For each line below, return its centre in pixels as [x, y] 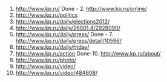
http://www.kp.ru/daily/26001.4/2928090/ [68, 28]
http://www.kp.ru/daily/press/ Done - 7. [64, 34]
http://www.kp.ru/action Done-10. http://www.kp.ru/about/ [88, 53]
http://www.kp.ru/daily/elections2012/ [63, 21]
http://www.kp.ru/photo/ [46, 60]
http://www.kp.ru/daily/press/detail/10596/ [69, 41]
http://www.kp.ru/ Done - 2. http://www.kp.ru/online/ [81, 9]
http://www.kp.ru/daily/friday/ [52, 47]
